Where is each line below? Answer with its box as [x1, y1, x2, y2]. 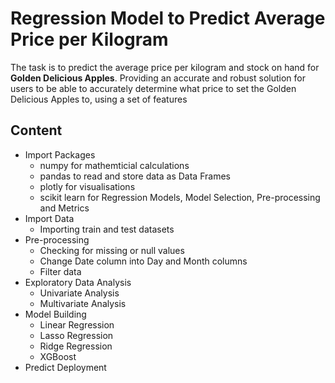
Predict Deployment [24, 361, 107, 373]
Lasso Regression [39, 329, 114, 341]
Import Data [24, 212, 75, 224]
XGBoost [39, 350, 77, 362]
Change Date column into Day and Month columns [39, 255, 248, 267]
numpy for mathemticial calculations [39, 159, 190, 171]
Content [10, 122, 63, 139]
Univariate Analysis [39, 287, 120, 299]
